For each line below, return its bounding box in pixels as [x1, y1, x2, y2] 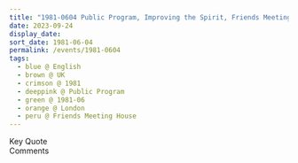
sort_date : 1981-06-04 [9, 37, 93, 47]
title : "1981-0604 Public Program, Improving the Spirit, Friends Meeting [9, 12, 292, 22]
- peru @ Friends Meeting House [17, 112, 137, 120]
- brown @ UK [17, 71, 66, 80]
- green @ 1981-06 [17, 95, 86, 105]
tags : [9, 54, 29, 63]
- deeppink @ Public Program [17, 87, 125, 96]
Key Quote [9, 136, 48, 147]
